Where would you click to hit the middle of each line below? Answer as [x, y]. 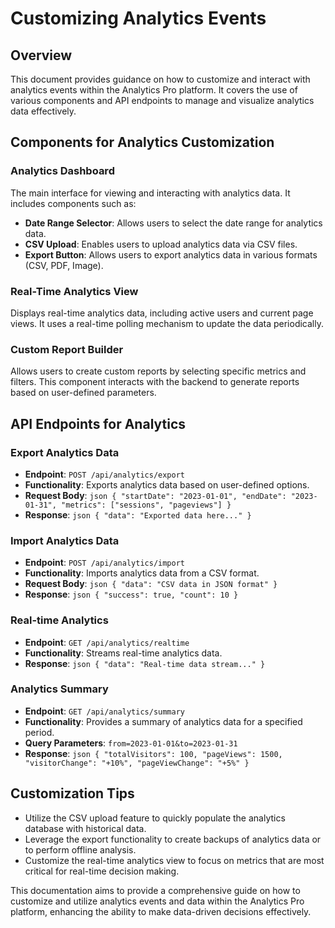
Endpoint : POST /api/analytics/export [105, 474]
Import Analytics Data [65, 540]
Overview [41, 55]
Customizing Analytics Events [138, 18]
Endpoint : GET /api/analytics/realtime [107, 642]
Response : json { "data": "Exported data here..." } [138, 514]
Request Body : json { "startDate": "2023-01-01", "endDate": [155, 495]
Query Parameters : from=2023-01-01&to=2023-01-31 [131, 743]
